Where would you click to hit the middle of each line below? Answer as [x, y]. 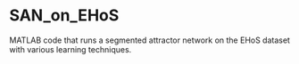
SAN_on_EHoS [64, 16]
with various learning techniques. [71, 49]
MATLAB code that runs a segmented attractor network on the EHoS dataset [149, 40]
